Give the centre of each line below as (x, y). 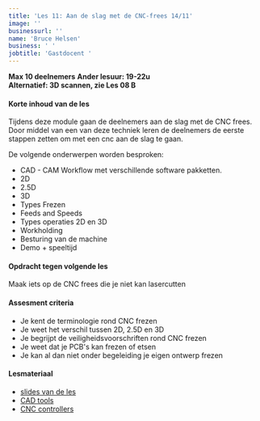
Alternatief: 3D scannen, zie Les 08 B (72, 85)
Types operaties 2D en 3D (63, 222)
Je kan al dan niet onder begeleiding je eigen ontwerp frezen (122, 355)
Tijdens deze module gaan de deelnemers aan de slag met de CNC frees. (130, 121)
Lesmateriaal (31, 374)
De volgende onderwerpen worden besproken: (86, 155)
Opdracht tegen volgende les (58, 266)
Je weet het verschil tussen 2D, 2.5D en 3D (92, 330)
